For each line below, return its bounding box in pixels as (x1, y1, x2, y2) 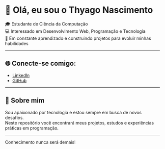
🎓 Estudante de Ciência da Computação (5, 21, 88, 26)
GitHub (12, 77, 27, 83)
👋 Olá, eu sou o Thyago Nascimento (5, 4, 153, 16)
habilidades (5, 40, 28, 46)
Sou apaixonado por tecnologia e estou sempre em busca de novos (5, 109, 142, 115)
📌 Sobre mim (5, 97, 45, 105)
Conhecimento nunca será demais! (5, 139, 76, 145)
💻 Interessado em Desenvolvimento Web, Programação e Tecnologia (5, 28, 146, 34)
